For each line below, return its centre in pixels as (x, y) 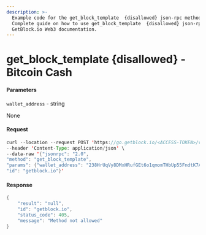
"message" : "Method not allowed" (60, 221)
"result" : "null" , (41, 204)
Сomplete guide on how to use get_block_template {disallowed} (96, 23)
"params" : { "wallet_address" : (45, 165)
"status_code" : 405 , (44, 215)
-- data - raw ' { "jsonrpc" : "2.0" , (48, 154)
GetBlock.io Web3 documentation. (55, 29)
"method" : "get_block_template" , (49, 160)
